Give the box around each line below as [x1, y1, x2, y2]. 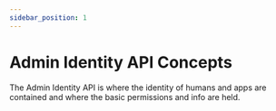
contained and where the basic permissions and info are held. [9, 91, 241, 102]
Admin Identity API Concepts [9, 51, 233, 72]
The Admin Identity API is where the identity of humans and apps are [9, 82, 267, 93]
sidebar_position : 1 [9, 13, 88, 23]
